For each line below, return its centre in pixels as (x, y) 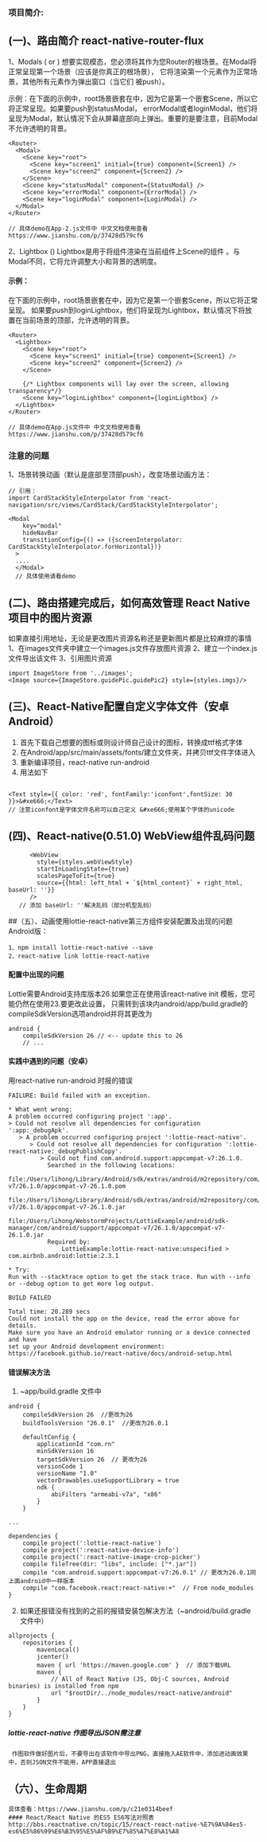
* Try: (19, 1270)
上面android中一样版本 (42, 1581)
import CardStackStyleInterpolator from (76, 498)
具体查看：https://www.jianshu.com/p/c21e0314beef (91, 1809)
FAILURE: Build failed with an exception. (79, 1096)
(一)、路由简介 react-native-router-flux (106, 41)
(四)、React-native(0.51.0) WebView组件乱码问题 (132, 836)
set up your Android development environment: (87, 1347)
